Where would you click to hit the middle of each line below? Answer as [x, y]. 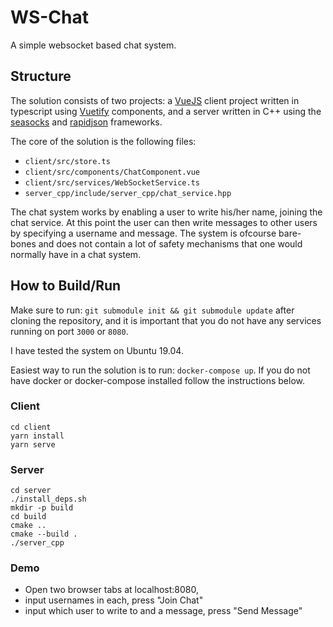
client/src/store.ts [67, 161]
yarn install [37, 436]
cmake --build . [44, 534]
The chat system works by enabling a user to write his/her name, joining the [166, 212]
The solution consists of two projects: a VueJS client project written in [155, 100]
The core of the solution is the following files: [103, 141]
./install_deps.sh [48, 499]
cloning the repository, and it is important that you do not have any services [166, 320]
